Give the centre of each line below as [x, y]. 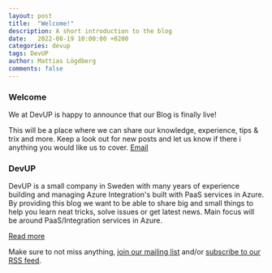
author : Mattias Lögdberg [52, 62]
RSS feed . [25, 261]
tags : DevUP [28, 53]
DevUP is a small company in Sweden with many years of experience [124, 186]
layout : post [30, 16]
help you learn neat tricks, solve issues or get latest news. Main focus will [132, 212]
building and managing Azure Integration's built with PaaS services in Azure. [136, 194]
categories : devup [39, 46]
